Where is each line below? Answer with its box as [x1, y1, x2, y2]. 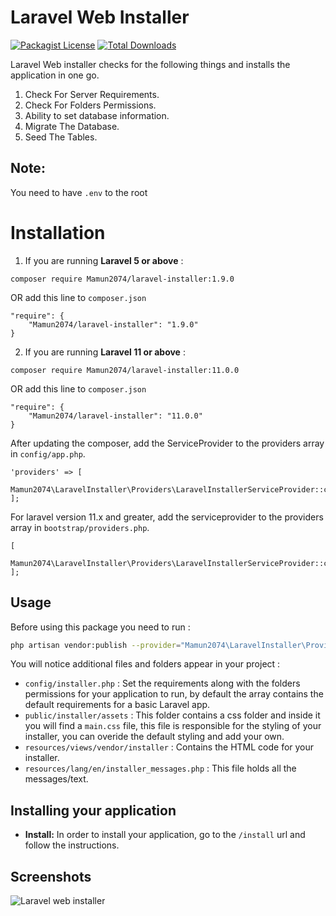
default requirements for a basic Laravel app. [24, 699, 211, 711]
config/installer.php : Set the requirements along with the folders [24, 677, 301, 690]
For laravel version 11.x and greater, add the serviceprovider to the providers [10, 511, 324, 523]
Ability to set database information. [24, 109, 170, 121]
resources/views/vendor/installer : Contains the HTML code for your [24, 741, 315, 753]
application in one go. [10, 69, 100, 81]
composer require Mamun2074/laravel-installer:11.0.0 [10, 365, 240, 375]
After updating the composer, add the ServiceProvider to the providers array [10, 437, 325, 449]
